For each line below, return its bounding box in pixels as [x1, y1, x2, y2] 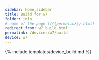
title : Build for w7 [5, 12, 48, 17]
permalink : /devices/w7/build [5, 30, 68, 35]
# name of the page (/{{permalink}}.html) [5, 21, 95, 26]
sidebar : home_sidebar [5, 7, 52, 12]
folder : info [5, 16, 32, 21]
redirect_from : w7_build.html [5, 26, 68, 31]
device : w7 [5, 35, 28, 40]
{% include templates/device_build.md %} [5, 48, 92, 55]
